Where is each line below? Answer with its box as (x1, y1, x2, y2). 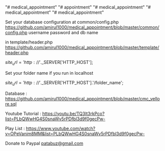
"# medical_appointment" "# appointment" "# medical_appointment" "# (5, 4, 151, 10)
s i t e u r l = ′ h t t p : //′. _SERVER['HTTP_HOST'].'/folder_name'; (5, 79, 124, 87)
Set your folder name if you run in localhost (5, 70, 94, 76)
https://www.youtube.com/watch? (25, 125, 96, 131)
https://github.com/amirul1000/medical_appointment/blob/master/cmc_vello (5, 96, 160, 101)
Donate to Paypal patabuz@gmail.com (5, 140, 83, 146)
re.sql (5, 101, 17, 107)
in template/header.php (5, 39, 53, 45)
